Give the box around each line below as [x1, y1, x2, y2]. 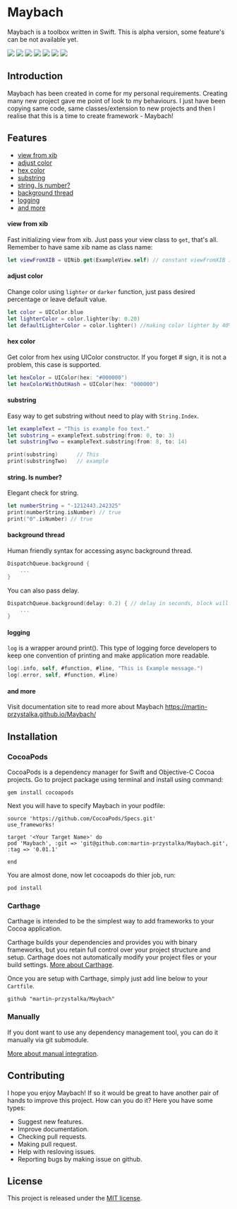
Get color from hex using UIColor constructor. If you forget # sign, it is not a [7, 353, 227, 361]
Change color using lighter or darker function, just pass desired [7, 287, 195, 296]
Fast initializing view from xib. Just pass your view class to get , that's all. [7, 235, 219, 244]
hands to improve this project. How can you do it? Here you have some [7, 1096, 213, 1104]
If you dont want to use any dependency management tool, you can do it [7, 1028, 219, 1036]
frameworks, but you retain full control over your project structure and [7, 945, 211, 954]
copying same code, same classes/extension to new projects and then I [7, 104, 216, 112]
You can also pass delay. [7, 586, 80, 595]
